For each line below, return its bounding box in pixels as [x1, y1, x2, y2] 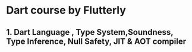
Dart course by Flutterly [6, 4, 127, 17]
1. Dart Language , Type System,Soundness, [6, 27, 174, 37]
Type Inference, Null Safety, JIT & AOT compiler [6, 36, 187, 46]
